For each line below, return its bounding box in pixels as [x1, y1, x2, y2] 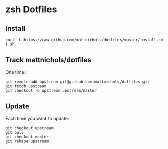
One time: [5, 69, 26, 75]
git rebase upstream [5, 139, 50, 144]
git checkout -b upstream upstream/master [5, 88, 97, 93]
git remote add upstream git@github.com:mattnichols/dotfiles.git [5, 79, 150, 84]
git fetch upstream [5, 83, 47, 89]
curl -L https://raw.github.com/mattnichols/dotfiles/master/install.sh [5, 37, 163, 42]
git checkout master [5, 134, 50, 139]
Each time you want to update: [5, 115, 69, 121]
